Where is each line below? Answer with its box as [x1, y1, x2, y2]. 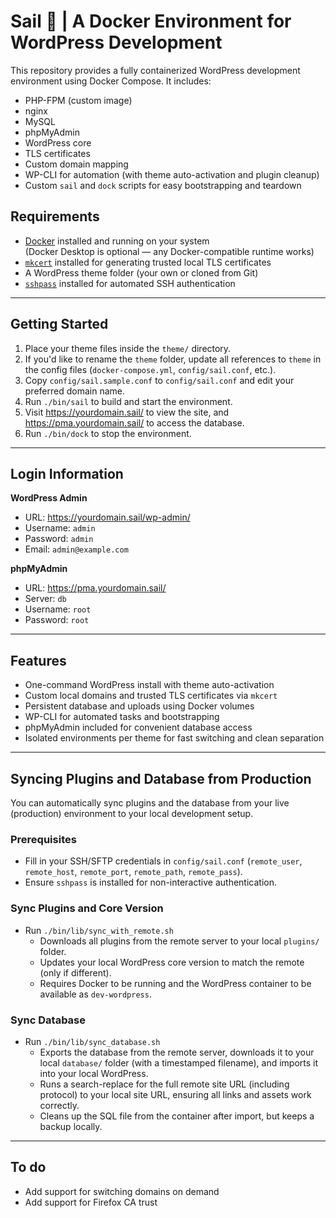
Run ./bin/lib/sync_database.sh [24, 1035, 161, 1047]
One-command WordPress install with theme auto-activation [24, 679, 275, 691]
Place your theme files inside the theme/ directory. [24, 342, 232, 354]
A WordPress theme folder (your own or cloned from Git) [24, 266, 259, 279]
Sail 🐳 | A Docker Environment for [10, 10, 292, 33]
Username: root [24, 603, 92, 615]
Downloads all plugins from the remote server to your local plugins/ [39, 935, 320, 947]
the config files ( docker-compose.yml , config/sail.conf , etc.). [24, 363, 277, 375]
